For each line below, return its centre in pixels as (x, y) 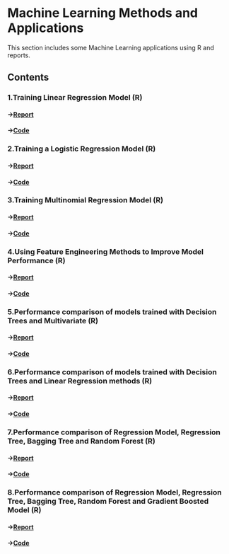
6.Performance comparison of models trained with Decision (112, 371)
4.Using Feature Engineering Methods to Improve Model (105, 251)
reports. (19, 55)
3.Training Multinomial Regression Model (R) (86, 200)
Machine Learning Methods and (102, 13)
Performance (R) (36, 260)
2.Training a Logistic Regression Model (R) (82, 149)
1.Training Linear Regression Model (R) (75, 98)
